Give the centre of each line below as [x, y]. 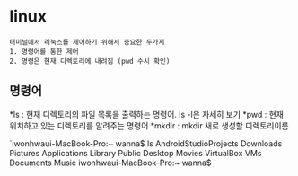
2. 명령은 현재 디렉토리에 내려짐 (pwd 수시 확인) [90, 61]
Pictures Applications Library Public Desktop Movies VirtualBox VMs [136, 153]
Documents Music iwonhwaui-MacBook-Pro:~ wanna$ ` [113, 163]
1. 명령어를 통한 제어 [44, 51]
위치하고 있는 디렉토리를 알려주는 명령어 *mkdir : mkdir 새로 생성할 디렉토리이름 [149, 125]
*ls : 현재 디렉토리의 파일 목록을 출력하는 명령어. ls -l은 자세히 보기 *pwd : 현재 [147, 114]
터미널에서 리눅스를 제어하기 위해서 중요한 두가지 [87, 42]
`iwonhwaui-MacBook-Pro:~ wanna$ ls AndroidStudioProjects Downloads [146, 143]
